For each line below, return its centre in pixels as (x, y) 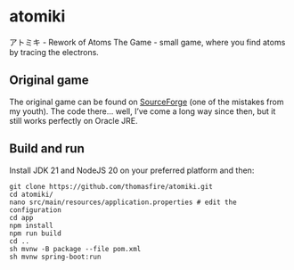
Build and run (47, 149)
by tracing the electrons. (54, 52)
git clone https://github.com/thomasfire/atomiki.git (111, 186)
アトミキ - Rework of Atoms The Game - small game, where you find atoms (147, 42)
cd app (21, 217)
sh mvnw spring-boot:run (55, 257)
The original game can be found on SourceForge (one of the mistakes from (147, 102)
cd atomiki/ (31, 194)
